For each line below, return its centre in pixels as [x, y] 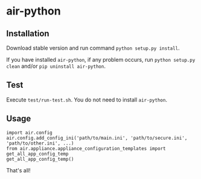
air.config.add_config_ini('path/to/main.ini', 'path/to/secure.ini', [97, 138]
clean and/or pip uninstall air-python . [56, 66]
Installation [28, 34]
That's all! [18, 170]
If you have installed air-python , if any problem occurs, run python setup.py [101, 60]
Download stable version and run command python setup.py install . [93, 48]
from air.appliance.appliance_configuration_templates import [86, 148]
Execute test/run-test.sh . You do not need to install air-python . [87, 99]
